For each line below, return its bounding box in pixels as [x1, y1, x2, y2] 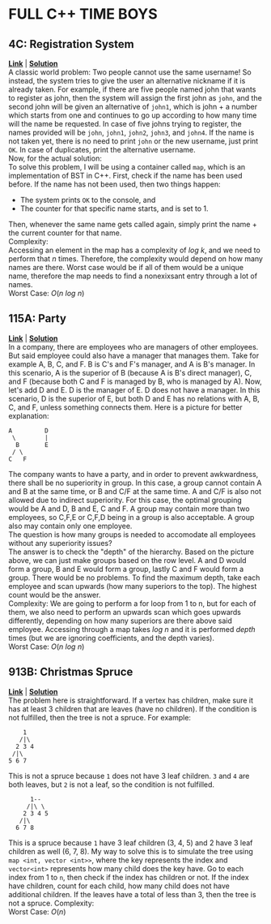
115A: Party [8, 312, 67, 325]
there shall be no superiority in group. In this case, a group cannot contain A [8, 478, 262, 488]
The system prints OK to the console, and [19, 196, 156, 204]
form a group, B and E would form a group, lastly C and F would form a [8, 564, 244, 574]
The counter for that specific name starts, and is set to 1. [19, 204, 209, 213]
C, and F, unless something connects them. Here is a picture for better [8, 402, 243, 412]
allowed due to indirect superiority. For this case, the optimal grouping [8, 495, 243, 505]
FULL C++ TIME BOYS [8, 5, 158, 24]
